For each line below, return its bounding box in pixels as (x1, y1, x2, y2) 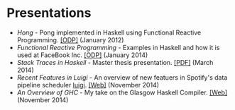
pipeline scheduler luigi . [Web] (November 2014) (16, 80, 160, 89)
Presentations (6, 5, 92, 21)
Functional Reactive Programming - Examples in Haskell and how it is (16, 43, 220, 51)
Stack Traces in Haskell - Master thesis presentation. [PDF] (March (16, 58, 214, 66)
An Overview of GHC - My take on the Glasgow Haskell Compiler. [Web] (16, 88, 228, 97)
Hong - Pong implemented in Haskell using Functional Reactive (16, 28, 202, 37)
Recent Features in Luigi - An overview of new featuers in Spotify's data (16, 73, 228, 82)
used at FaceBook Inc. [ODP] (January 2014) (16, 51, 148, 59)
